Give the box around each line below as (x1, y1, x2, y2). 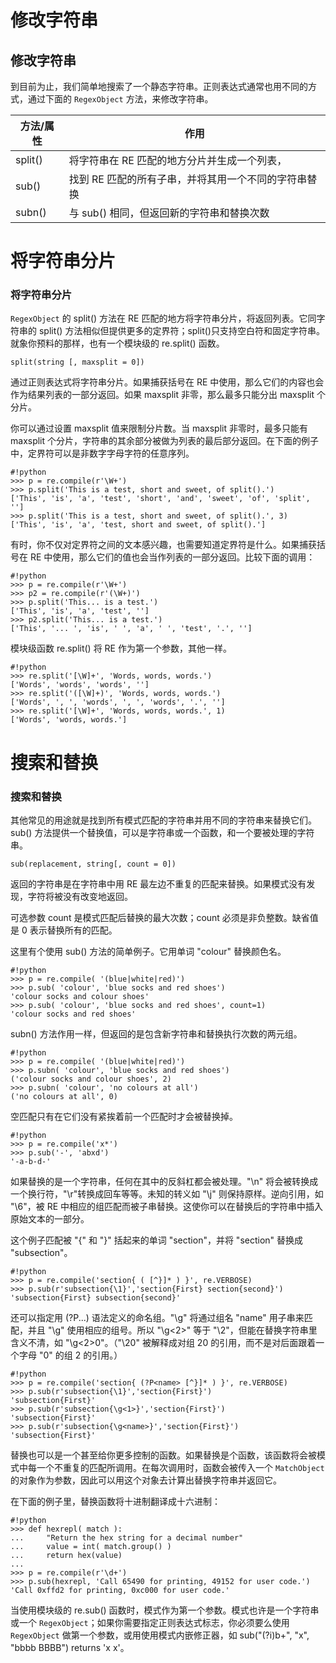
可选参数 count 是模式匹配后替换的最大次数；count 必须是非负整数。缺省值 (10, 911, 319, 923)
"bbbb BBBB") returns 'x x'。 (10, 1641, 130, 1653)
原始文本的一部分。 (10, 1212, 90, 1225)
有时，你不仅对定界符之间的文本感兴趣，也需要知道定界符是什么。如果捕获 (10, 539, 317, 551)
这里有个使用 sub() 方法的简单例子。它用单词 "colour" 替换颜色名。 (10, 945, 287, 957)
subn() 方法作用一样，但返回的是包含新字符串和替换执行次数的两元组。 (10, 1027, 303, 1040)
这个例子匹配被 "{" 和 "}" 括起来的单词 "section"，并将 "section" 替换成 (10, 1234, 304, 1246)
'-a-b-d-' (10, 1156, 52, 1166)
